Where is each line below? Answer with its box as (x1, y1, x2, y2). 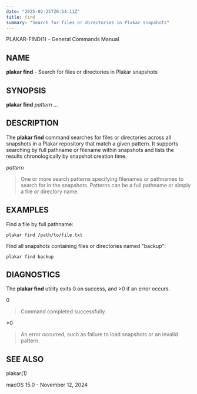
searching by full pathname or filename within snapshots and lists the (6, 146, 175, 153)
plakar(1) (6, 370, 28, 377)
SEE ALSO (6, 354, 44, 364)
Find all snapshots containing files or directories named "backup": (6, 242, 166, 249)
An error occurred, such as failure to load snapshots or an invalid (20, 331, 178, 338)
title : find (6, 14, 35, 20)
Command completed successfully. (20, 308, 106, 315)
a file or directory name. (20, 188, 79, 195)
